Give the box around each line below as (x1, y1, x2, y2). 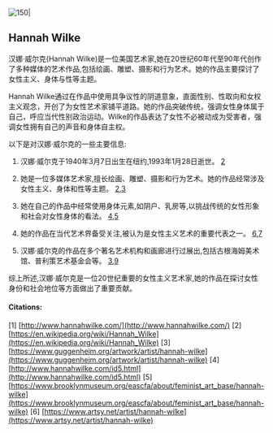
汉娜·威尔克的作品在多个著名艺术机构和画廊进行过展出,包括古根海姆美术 (19, 245, 260, 255)
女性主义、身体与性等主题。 (8, 74, 102, 84)
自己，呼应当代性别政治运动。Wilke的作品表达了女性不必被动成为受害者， (8, 111, 255, 121)
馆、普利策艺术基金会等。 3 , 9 (19, 256, 119, 266)
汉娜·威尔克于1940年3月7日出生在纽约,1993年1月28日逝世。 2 (19, 156, 226, 166)
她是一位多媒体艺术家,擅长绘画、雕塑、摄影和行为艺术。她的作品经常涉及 (19, 173, 265, 183)
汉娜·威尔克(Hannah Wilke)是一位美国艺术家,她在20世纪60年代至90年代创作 (8, 54, 262, 63)
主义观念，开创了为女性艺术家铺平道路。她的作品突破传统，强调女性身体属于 (8, 102, 265, 111)
